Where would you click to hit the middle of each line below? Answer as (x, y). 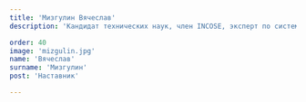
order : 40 (28, 42)
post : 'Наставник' (44, 76)
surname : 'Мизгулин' (49, 68)
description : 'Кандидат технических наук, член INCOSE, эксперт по (140, 26)
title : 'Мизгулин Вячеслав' (63, 18)
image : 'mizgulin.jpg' (52, 51)
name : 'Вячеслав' (42, 60)
